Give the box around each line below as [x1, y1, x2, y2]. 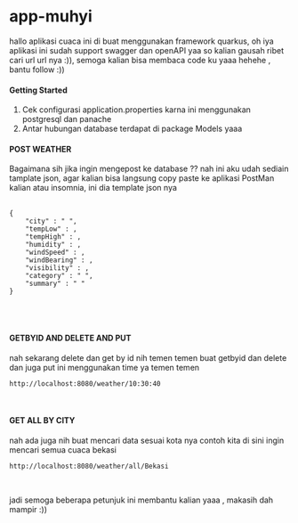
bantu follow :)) [9, 64, 65, 75]
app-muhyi [9, 6, 93, 27]
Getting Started [9, 85, 68, 95]
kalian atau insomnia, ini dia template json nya [9, 183, 178, 193]
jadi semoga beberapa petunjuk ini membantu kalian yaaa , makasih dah [9, 494, 274, 505]
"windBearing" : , [25, 256, 93, 265]
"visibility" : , [25, 264, 90, 273]
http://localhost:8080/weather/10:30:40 [9, 379, 162, 388]
